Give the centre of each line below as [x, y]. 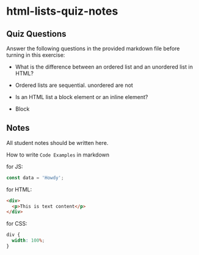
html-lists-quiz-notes [62, 11]
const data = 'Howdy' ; [35, 178]
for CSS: [17, 224]
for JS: [15, 166]
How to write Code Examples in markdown [58, 155]
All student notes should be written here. [57, 142]
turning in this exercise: [36, 55]
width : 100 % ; [28, 241]
